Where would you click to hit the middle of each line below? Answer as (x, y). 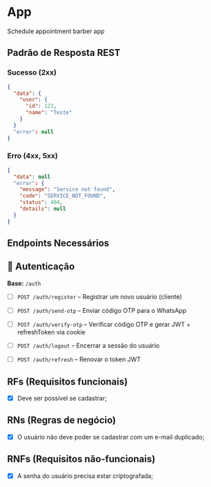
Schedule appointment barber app (56, 31)
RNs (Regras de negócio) (61, 420)
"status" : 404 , (41, 202)
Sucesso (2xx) (32, 73)
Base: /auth (24, 283)
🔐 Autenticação (41, 267)
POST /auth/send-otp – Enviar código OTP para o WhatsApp (102, 310)
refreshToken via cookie (51, 332)
